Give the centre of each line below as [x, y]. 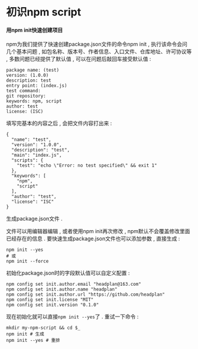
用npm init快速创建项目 [35, 30]
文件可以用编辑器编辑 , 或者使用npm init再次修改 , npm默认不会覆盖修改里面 [98, 231]
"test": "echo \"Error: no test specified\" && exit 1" [87, 166]
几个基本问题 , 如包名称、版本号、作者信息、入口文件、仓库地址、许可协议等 [99, 51]
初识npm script [44, 12]
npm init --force [27, 261]
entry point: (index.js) [37, 86]
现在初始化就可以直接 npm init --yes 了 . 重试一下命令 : [72, 316]
